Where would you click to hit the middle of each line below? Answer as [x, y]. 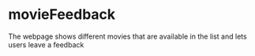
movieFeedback [62, 15]
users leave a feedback [46, 44]
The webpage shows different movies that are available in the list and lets [127, 36]
